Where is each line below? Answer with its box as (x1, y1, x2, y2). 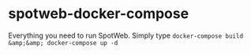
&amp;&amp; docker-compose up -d (8, 38, 118, 47)
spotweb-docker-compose (8, 5, 189, 23)
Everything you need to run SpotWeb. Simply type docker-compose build (8, 31, 243, 40)
